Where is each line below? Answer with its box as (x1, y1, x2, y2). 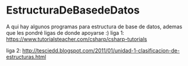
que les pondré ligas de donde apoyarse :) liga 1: (6, 29, 124, 36)
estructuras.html (6, 53, 46, 60)
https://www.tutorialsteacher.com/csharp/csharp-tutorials (6, 35, 148, 42)
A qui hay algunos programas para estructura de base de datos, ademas (6, 23, 183, 30)
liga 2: (6, 47, 21, 54)
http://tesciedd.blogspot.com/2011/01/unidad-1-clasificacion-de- (22, 47, 180, 54)
